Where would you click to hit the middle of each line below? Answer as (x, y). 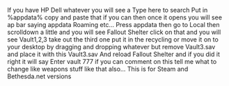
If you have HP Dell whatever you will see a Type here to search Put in (108, 10)
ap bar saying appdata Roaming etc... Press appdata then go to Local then (114, 25)
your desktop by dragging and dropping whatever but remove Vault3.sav (111, 47)
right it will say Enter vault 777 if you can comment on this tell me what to (112, 61)
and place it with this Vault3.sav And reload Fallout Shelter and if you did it (114, 54)
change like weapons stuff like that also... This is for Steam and (98, 69)
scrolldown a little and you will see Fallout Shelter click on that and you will (114, 32)
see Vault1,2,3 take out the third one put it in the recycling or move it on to (113, 40)
